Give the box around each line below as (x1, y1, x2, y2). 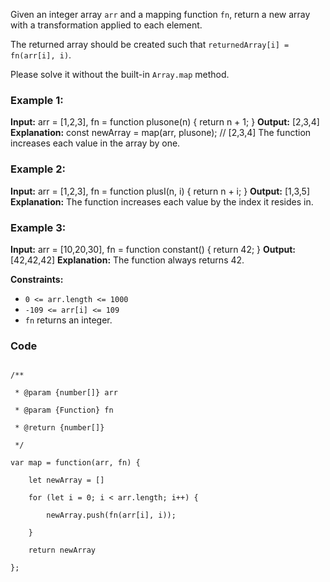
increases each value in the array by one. (10, 137, 181, 149)
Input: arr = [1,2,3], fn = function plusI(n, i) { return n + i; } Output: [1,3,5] (10, 185, 311, 197)
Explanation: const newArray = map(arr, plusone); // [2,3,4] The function (10, 127, 312, 139)
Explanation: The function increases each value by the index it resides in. (10, 195, 314, 208)
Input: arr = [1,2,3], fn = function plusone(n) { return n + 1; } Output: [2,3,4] (10, 116, 320, 128)
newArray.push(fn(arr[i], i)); (46, 510, 177, 521)
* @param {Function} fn (14, 405, 114, 416)
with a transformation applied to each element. (10, 19, 203, 31)
